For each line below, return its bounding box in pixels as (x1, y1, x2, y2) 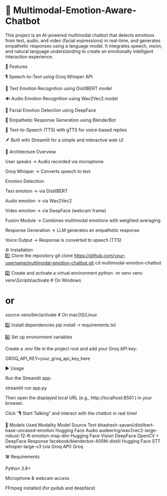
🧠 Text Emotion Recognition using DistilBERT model (5, 85, 112, 91)
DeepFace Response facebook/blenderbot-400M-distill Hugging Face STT (5, 438, 161, 444)
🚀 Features (5, 63, 28, 69)
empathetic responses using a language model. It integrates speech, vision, (5, 43, 162, 49)
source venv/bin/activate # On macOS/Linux (5, 312, 97, 318)
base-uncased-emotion (5, 427, 54, 433)
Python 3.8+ (5, 465, 31, 471)
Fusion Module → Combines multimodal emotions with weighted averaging (5, 217, 160, 223)
